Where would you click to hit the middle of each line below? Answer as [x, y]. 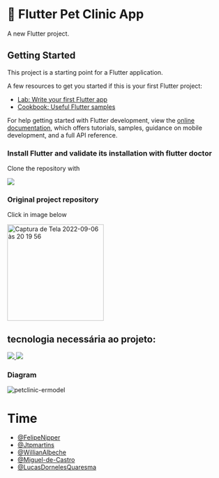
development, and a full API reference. [62, 135]
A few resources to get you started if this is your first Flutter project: [105, 86]
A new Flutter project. [38, 33]
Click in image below [37, 215]
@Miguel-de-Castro [46, 460]
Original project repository [53, 200]
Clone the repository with [44, 169]
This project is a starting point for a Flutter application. [85, 72]
